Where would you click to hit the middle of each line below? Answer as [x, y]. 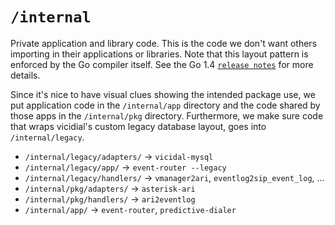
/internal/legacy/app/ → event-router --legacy [125, 167]
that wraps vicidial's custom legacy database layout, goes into [138, 126]
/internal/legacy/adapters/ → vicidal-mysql [119, 156]
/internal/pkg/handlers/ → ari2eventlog [110, 199]
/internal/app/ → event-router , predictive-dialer [130, 209]
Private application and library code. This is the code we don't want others [164, 43]
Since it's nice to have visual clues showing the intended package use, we [163, 94]
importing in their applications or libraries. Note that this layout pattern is [159, 54]
